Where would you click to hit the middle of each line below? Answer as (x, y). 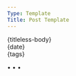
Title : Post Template (38, 20)
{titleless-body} (29, 39)
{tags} (16, 54)
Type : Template (29, 13)
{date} (16, 47)
